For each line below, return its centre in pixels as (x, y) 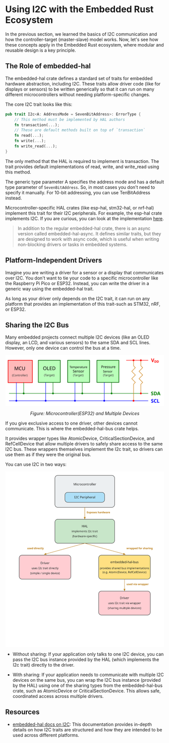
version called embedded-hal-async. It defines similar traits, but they (89, 233)
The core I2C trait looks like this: (39, 104)
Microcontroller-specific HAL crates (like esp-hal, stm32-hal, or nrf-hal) (80, 208)
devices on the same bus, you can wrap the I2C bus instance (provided (87, 680)
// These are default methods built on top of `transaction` (80, 130)
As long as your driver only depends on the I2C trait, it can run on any (78, 298)
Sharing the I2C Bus (37, 325)
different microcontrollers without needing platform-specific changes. (78, 94)
